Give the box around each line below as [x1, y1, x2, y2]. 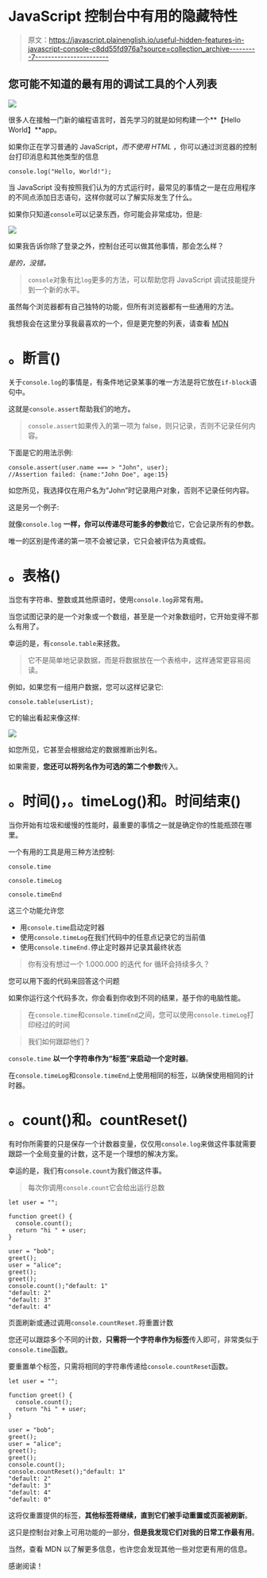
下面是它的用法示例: [8, 447, 74, 457]
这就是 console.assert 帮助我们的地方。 [8, 404, 135, 413]
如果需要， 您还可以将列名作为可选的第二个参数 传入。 [8, 761, 183, 771]
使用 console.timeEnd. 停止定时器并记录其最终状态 [19, 942, 182, 952]
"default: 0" [8, 1495, 52, 1503]
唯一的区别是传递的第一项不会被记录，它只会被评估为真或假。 [8, 536, 211, 545]
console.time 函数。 [8, 1344, 72, 1354]
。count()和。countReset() [8, 1111, 188, 1129]
